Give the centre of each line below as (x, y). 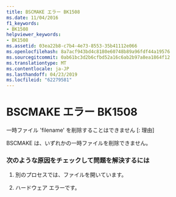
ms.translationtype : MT (37, 63)
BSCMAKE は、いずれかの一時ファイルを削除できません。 (79, 143)
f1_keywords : (23, 23)
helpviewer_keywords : (34, 35)
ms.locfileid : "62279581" (39, 80)
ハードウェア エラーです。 (48, 188)
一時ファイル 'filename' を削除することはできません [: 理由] (80, 130)
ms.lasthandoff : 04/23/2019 (42, 74)
